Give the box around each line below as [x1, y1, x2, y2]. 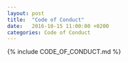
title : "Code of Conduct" [7, 16, 85, 23]
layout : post [7, 10, 45, 17]
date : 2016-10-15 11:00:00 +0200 [7, 22, 109, 29]
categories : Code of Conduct [7, 29, 91, 36]
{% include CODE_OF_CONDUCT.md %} [7, 48, 122, 56]
